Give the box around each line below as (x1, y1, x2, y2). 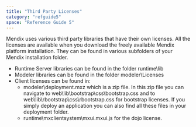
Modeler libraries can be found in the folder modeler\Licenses (14, 71, 164, 79)
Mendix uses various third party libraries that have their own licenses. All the (6, 36, 191, 43)
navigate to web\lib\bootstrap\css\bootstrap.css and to (23, 90, 156, 97)
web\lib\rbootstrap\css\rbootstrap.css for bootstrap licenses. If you (23, 96, 185, 103)
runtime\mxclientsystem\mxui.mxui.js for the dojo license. (23, 115, 162, 122)
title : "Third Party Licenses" (6, 8, 82, 15)
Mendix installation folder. (6, 54, 68, 61)
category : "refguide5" (6, 14, 61, 20)
